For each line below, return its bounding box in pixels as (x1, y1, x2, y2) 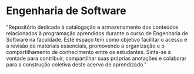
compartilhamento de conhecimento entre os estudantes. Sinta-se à (6, 48, 172, 55)
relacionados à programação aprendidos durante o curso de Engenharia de (6, 29, 189, 36)
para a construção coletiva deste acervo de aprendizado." (6, 60, 147, 68)
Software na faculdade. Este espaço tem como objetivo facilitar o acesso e (6, 36, 188, 43)
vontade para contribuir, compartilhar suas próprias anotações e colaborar (6, 55, 187, 62)
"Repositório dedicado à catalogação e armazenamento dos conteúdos (6, 23, 179, 31)
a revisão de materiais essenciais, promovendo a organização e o (6, 42, 165, 49)
